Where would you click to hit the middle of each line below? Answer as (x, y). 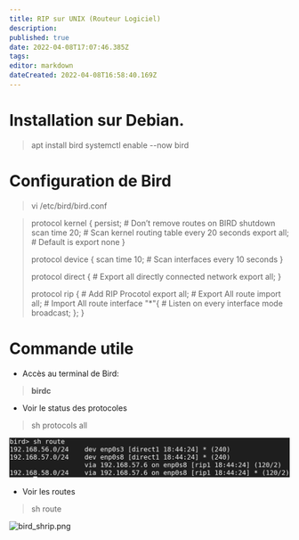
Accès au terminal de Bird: (71, 373)
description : (33, 28)
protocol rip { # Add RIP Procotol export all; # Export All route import (156, 293)
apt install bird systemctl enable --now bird (110, 145)
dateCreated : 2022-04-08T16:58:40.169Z (83, 76)
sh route (46, 509)
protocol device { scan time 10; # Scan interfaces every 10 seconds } (157, 259)
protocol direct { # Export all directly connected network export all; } (156, 276)
